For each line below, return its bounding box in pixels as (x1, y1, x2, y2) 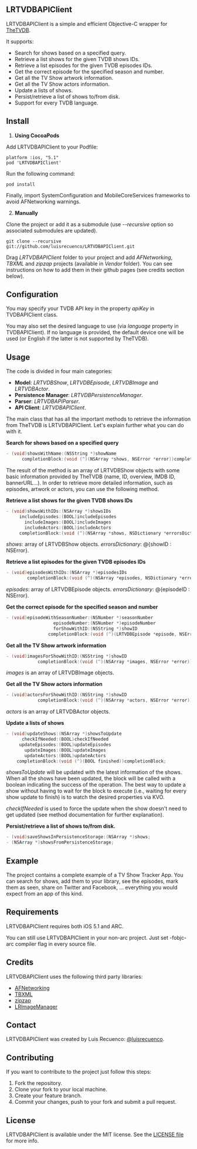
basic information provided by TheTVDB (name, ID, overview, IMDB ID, (6, 473, 176, 480)
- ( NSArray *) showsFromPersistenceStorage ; (6, 839, 114, 845)
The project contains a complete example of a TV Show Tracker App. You (6, 871, 184, 878)
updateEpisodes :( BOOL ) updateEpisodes (19, 741, 111, 748)
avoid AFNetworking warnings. (6, 198, 81, 205)
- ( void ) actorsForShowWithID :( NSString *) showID (6, 692, 127, 698)
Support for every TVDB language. (14, 99, 98, 106)
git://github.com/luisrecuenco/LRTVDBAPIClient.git (6, 243, 135, 249)
